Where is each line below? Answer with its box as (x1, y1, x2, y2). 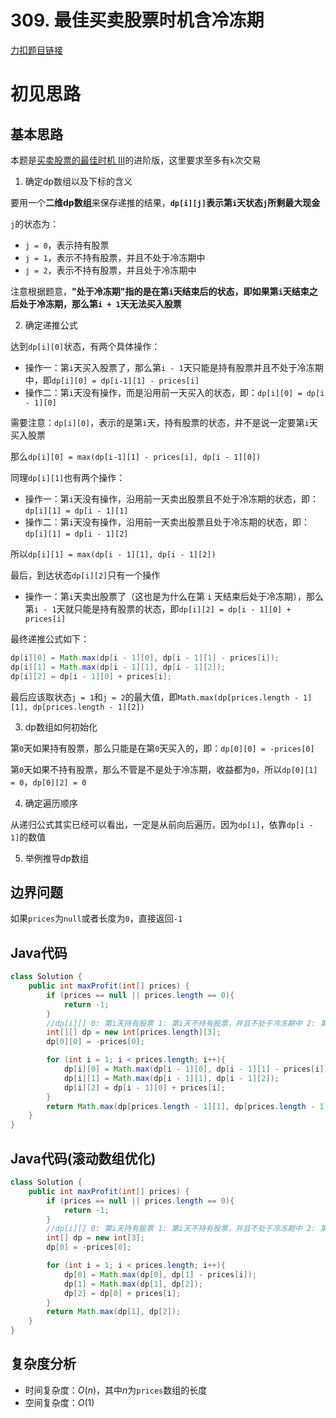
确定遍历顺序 (24, 797, 78, 809)
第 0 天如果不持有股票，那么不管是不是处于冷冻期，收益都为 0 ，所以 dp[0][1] (10, 763, 318, 775)
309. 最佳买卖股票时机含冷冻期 (10, 9, 265, 32)
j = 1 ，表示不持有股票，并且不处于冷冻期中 (24, 251, 206, 263)
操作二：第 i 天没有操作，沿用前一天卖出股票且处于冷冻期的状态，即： (24, 516, 310, 528)
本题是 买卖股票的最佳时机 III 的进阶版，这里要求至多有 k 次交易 (10, 154, 262, 166)
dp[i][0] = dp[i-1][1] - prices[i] (51, 376, 200, 386)
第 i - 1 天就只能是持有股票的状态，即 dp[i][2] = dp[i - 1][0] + (24, 602, 292, 615)
